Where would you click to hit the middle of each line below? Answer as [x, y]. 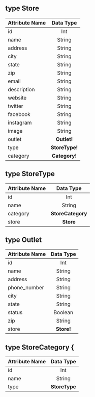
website [17, 97]
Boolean [64, 312]
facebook [19, 114]
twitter [16, 106]
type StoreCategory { [40, 347]
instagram [20, 122]
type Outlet [24, 240]
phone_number [26, 288]
